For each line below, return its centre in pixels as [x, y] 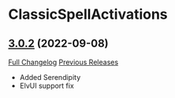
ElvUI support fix [47, 85]
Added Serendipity [50, 77]
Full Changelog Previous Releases [63, 62]
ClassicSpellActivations [88, 15]
